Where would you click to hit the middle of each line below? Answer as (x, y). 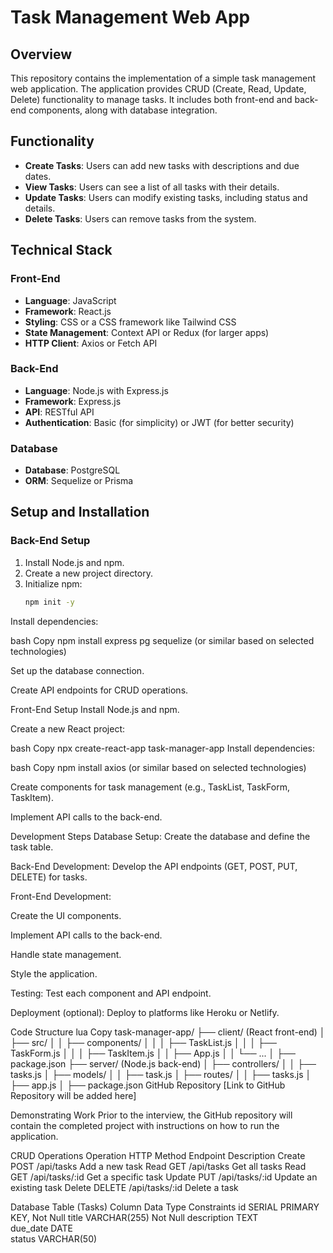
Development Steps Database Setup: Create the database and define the (160, 836)
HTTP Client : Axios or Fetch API (91, 343)
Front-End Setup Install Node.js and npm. (95, 709)
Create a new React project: (67, 728)
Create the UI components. (66, 915)
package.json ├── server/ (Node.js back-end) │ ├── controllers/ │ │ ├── (163, 1063)
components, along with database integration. (123, 110)
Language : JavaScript (70, 300)
